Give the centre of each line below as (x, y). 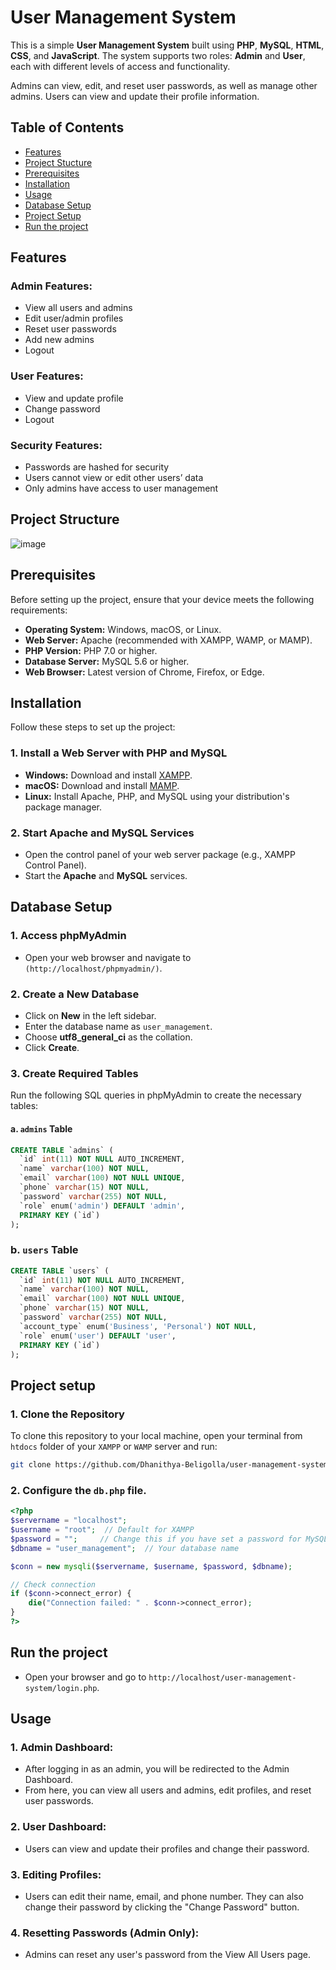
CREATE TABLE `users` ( (60, 1271)
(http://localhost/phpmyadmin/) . (93, 968)
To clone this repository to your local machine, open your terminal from (156, 1436)
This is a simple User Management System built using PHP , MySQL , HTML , (167, 45)
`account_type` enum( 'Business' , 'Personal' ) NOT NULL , (138, 1326)
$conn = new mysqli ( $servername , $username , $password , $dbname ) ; (151, 1566)
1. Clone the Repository (67, 1414)
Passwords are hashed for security (97, 467)
